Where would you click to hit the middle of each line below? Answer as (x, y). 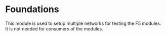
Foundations (32, 9)
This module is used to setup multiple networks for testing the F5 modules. (83, 23)
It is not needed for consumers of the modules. (54, 28)
